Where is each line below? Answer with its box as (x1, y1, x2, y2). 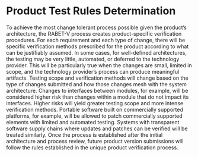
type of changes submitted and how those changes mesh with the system (6, 80, 187, 87)
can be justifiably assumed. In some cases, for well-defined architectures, (6, 49, 187, 56)
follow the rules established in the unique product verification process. (6, 144, 179, 151)
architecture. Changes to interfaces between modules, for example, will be (6, 87, 189, 94)
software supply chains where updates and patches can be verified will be (6, 125, 188, 132)
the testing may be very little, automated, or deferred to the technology (6, 55, 180, 62)
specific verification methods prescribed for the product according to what (6, 43, 189, 50)
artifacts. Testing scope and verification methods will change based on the (6, 74, 189, 81)
